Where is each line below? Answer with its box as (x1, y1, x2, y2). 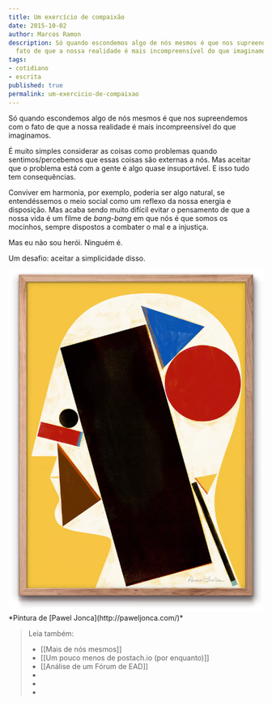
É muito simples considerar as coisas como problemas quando (8, 146, 218, 155)
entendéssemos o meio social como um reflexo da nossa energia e (8, 196, 232, 206)
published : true (8, 81, 63, 89)
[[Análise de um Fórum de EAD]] (40, 661, 148, 671)
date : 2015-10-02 (8, 21, 67, 30)
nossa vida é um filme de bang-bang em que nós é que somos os (8, 213, 228, 223)
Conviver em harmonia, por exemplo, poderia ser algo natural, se (8, 187, 225, 197)
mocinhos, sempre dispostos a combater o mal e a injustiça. (8, 222, 209, 231)
